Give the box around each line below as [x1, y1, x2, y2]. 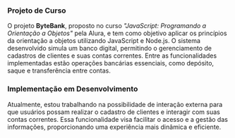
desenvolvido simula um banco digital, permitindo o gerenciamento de [7, 44, 212, 53]
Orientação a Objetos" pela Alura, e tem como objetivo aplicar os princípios [7, 29, 227, 37]
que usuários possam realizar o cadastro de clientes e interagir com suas [7, 108, 220, 116]
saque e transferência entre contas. [7, 66, 112, 75]
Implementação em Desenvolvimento [7, 84, 138, 94]
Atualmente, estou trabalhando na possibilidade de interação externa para [7, 100, 223, 108]
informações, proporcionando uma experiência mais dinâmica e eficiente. [7, 123, 222, 131]
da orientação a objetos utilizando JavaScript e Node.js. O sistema [7, 37, 201, 45]
